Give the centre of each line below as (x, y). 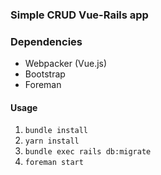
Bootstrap (45, 74)
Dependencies (46, 41)
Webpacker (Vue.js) (66, 64)
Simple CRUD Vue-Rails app (79, 15)
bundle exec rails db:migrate (88, 152)
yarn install (52, 141)
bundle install (56, 131)
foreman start (54, 163)
